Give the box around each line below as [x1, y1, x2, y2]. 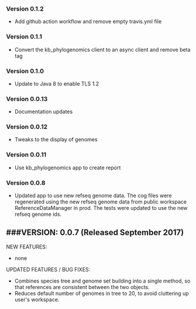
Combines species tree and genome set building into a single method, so [14, 277, 191, 284]
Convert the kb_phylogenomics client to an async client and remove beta [14, 46, 191, 53]
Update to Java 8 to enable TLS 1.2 [14, 80, 99, 87]
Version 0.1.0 [6, 67, 44, 75]
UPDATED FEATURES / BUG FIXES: [6, 266, 91, 273]
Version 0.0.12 [6, 123, 48, 131]
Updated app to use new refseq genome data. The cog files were [14, 192, 172, 199]
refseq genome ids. [14, 210, 62, 218]
